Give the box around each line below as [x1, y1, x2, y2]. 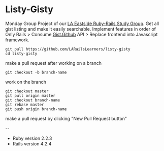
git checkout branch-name [5, 97, 60, 103]
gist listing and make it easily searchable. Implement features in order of [5, 26, 156, 32]
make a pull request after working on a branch [5, 60, 102, 66]
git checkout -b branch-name [5, 70, 67, 75]
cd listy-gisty [5, 51, 38, 56]
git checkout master [5, 88, 49, 94]
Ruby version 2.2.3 [12, 135, 52, 141]
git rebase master [5, 102, 44, 107]
